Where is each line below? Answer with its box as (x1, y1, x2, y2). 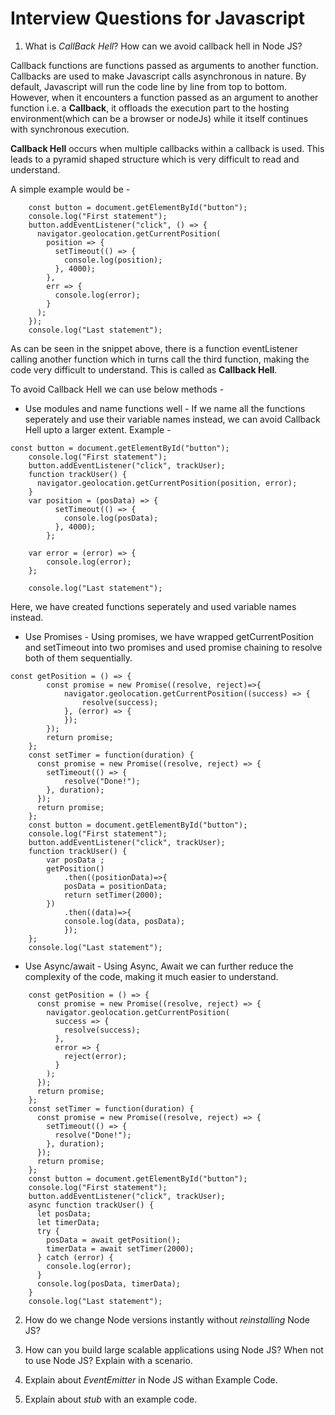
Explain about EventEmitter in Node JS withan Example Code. (24, 1373, 278, 1386)
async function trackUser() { (28, 1200, 155, 1210)
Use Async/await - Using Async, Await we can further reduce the (24, 960, 294, 972)
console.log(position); (63, 255, 163, 265)
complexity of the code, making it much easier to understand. (24, 970, 279, 982)
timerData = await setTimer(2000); (46, 1243, 195, 1254)
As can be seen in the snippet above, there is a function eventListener (10, 342, 298, 354)
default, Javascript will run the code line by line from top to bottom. (10, 80, 287, 92)
